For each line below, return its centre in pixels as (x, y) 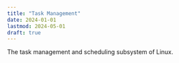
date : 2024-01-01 (32, 20)
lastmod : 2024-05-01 (37, 26)
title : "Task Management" (44, 13)
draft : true (24, 33)
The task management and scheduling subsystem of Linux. (90, 52)
